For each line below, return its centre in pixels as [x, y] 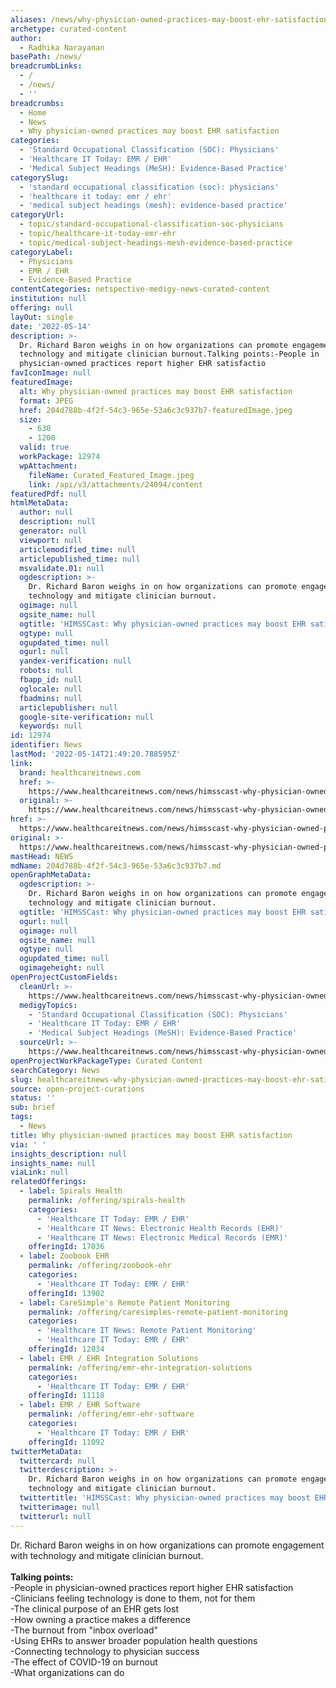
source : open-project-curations [77, 1089]
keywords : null [51, 726]
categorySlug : [40, 177]
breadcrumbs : [37, 103]
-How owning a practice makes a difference [100, 1619]
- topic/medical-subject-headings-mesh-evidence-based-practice [156, 242]
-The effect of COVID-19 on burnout [84, 1662]
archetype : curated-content [69, 29]
